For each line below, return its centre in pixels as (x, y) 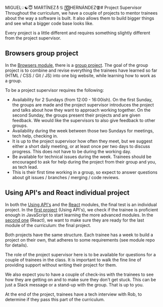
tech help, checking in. (35, 136)
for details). (17, 245)
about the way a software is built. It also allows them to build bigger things (80, 18)
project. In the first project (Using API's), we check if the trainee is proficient (82, 209)
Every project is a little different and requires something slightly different (78, 33)
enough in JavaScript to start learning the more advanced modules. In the (79, 215)
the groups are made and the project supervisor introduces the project (83, 104)
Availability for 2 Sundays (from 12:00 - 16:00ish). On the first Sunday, (82, 100)
